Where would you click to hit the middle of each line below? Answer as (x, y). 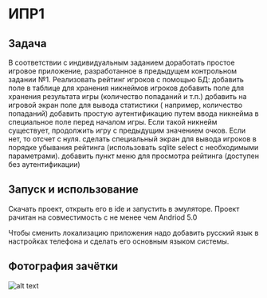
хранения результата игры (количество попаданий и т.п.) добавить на (128, 96)
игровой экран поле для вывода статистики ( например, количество (126, 105)
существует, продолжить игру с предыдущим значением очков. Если (127, 130)
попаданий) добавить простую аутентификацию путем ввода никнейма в (133, 113)
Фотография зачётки (63, 266)
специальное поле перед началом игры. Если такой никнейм (113, 122)
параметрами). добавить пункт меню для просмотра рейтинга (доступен (134, 156)
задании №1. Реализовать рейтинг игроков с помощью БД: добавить (126, 79)
